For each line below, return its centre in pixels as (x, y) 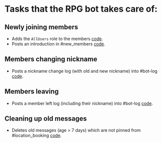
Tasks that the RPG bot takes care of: (81, 9)
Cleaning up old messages (46, 119)
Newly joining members (41, 27)
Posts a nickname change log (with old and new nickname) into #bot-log (84, 71)
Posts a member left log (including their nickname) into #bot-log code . (82, 103)
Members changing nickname (51, 59)
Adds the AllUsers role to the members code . (57, 39)
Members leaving (32, 92)
